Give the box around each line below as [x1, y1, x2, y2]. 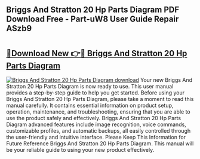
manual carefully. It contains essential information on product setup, [6, 102, 174, 109]
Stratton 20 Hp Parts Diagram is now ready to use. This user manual [6, 83, 174, 90]
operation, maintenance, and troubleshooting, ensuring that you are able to [6, 108, 191, 115]
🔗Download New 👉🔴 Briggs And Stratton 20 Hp [6, 48, 187, 59]
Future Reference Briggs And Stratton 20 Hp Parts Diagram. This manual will [6, 140, 194, 147]
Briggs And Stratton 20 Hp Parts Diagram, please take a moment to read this [6, 96, 194, 102]
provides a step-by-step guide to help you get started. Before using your [6, 89, 185, 96]
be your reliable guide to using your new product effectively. [6, 146, 155, 153]
